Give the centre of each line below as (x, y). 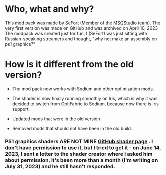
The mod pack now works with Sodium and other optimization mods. (83, 89)
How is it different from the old (69, 64)
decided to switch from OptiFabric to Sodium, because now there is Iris (85, 104)
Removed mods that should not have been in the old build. (72, 128)
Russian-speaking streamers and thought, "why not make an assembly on (81, 39)
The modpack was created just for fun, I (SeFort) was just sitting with (76, 33)
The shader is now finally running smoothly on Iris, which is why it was (85, 98)
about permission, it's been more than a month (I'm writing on (82, 160)
